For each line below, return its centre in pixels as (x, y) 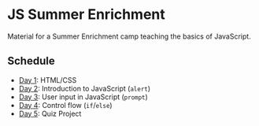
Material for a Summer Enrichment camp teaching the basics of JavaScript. (129, 36)
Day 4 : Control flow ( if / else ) (65, 105)
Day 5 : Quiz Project (50, 113)
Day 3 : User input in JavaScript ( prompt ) (83, 97)
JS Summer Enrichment (87, 15)
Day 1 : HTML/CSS (48, 80)
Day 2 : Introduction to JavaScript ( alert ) (85, 88)
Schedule (31, 61)
